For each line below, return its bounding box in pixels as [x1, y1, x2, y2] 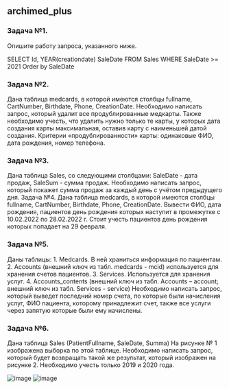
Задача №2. [7, 79, 49, 89]
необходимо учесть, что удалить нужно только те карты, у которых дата [7, 117, 221, 125]
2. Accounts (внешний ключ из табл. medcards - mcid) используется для [7, 262, 219, 270]
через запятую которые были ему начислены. [7, 306, 143, 314]
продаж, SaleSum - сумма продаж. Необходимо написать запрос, [7, 178, 202, 187]
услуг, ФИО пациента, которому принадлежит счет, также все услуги [7, 298, 211, 307]
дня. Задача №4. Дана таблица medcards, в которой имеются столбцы [7, 193, 215, 202]
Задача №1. [7, 26, 48, 36]
